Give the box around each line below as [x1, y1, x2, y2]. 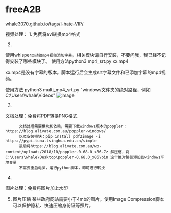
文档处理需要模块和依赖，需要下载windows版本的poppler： [18, 124, 127, 129]
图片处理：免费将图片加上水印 [5, 185, 68, 191]
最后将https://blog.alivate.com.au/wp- [18, 143, 102, 149]
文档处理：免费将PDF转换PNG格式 [5, 113, 78, 119]
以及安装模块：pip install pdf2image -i [18, 134, 101, 139]
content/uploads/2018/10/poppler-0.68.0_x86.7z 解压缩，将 [5, 149, 130, 154]
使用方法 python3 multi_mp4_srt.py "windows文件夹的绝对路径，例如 [5, 86, 151, 93]
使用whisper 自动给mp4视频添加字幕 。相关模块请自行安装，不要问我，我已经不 [5, 52, 162, 58]
